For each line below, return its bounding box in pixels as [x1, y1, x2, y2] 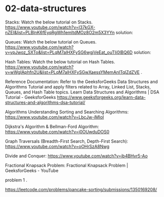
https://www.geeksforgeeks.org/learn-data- [57, 94, 146, 100]
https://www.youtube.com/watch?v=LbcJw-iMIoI [5, 114, 104, 120]
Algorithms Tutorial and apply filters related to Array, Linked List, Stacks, [5, 84, 151, 89]
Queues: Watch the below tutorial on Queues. [5, 39, 97, 44]
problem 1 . [5, 177, 27, 183]
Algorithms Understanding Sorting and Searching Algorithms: [5, 109, 129, 115]
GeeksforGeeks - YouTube [5, 167, 59, 174]
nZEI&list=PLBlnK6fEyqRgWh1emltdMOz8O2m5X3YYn [5, 29, 115, 35]
